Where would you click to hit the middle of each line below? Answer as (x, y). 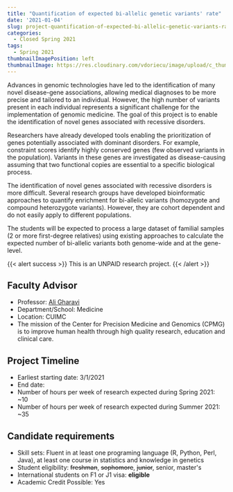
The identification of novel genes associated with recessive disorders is (110, 185)
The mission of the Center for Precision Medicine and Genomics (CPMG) (121, 324)
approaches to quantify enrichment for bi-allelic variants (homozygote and (114, 200)
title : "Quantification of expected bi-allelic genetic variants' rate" (114, 14)
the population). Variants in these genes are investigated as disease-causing (116, 157)
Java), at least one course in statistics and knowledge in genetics (111, 460)
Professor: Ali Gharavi (48, 302)
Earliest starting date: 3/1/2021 (61, 378)
